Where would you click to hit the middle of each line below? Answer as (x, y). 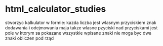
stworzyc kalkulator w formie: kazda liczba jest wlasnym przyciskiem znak (81, 23)
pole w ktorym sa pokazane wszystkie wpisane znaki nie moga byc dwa (78, 33)
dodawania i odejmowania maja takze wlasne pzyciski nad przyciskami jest (81, 27)
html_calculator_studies (56, 9)
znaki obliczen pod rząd (30, 38)
